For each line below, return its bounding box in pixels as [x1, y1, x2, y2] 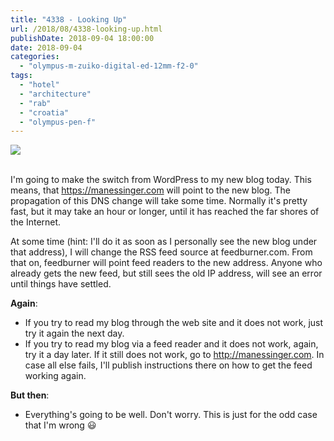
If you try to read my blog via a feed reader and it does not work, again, [24, 338, 319, 350]
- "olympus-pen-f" [19, 117, 97, 127]
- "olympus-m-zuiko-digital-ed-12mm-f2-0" [19, 61, 199, 71]
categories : [10, 52, 60, 62]
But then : [10, 389, 50, 401]
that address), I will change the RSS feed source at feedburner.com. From [10, 246, 313, 258]
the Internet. [10, 216, 62, 228]
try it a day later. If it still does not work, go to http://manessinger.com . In [24, 349, 325, 361]
